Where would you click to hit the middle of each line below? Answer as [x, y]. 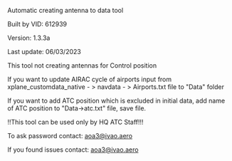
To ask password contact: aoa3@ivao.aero [70, 136]
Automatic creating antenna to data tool [65, 10]
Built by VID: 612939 [37, 24]
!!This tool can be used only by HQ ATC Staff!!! [75, 122]
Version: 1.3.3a [29, 38]
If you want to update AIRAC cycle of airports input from [90, 79]
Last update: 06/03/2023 [44, 52]
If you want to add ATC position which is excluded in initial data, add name [116, 100]
